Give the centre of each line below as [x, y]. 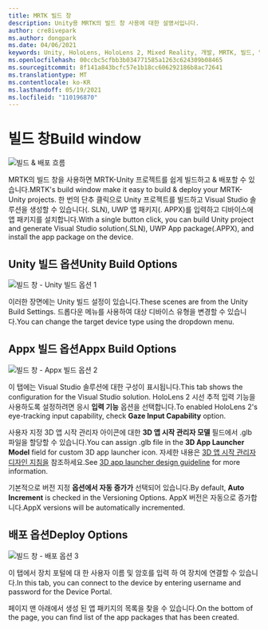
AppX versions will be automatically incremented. [104, 507]
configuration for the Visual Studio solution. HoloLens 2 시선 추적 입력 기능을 [132, 396]
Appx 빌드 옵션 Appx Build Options [93, 349]
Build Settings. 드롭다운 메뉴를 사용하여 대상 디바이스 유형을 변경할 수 [117, 311]
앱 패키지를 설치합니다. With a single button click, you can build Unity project [131, 219]
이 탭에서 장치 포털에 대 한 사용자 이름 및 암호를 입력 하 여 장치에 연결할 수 [123, 573]
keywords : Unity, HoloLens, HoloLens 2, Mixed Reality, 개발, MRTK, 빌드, [132, 53]
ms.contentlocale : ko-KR [49, 82]
